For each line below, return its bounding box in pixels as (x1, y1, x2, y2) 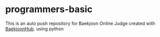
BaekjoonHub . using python (5, 25, 64, 31)
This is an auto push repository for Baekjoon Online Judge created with (5, 20, 155, 26)
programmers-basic (5, 4, 93, 15)
